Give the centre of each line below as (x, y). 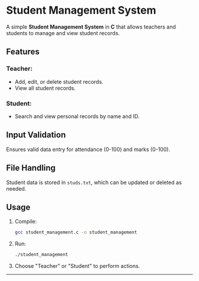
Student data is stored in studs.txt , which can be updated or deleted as (94, 182)
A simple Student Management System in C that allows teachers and (91, 27)
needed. (16, 188)
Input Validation (36, 135)
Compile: (26, 222)
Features (23, 52)
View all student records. (45, 88)
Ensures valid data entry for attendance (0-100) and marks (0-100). (88, 149)
